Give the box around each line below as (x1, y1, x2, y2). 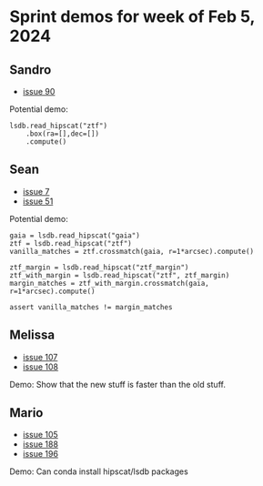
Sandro (9, 62, 52, 77)
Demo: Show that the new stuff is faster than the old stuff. (9, 379, 226, 390)
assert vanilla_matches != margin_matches (9, 302, 173, 311)
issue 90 (22, 86, 56, 96)
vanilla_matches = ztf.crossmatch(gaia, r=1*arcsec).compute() (9, 247, 255, 256)
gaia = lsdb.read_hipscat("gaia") (9, 230, 141, 240)
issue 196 (22, 449, 59, 460)
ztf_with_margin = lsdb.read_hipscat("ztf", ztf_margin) (9, 270, 230, 279)
